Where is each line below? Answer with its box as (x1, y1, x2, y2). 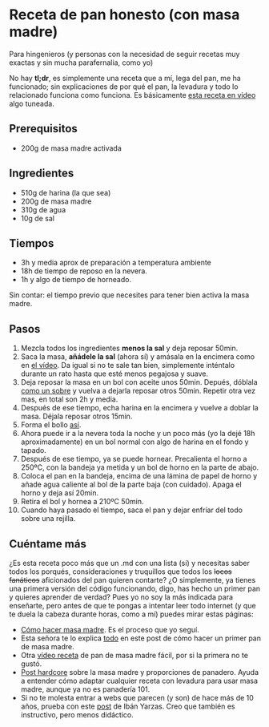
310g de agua (20, 204, 66, 214)
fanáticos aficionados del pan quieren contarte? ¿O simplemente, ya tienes (9, 576, 256, 584)
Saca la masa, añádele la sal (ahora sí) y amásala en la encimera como (20, 352, 255, 361)
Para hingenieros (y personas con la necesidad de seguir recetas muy (9, 49, 240, 59)
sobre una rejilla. (20, 514, 76, 523)
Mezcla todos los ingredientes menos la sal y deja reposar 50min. (20, 343, 239, 353)
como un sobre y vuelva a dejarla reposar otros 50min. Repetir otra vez (20, 386, 256, 396)
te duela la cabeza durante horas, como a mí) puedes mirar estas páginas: (9, 609, 254, 619)
